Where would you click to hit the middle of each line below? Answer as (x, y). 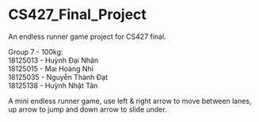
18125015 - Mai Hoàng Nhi (51, 68)
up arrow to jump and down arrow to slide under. (88, 109)
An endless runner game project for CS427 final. (87, 36)
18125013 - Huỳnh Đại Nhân (53, 60)
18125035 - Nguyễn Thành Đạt (58, 77)
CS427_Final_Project (77, 15)
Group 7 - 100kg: (36, 51)
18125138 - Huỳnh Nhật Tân (53, 86)
